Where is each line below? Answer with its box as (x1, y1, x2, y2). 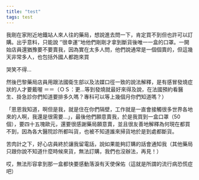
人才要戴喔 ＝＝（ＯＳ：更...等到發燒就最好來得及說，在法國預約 (16, 86, 174, 93)
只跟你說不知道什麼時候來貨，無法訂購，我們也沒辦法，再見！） (6, 148, 162, 155)
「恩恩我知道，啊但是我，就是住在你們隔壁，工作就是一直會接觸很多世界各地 (6, 106, 193, 113)
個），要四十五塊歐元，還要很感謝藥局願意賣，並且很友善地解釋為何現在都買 (6, 120, 191, 127)
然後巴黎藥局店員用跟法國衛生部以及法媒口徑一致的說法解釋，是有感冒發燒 (6, 78, 188, 86)
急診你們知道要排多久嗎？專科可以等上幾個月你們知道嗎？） (21, 93, 167, 100)
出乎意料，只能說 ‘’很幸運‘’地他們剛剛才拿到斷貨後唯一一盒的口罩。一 (16, 38, 185, 45)
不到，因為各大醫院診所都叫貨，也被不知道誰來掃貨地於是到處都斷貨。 (6, 127, 178, 135)
